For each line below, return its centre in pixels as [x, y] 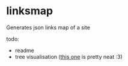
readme [24, 50]
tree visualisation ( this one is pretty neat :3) [69, 56]
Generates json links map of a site [48, 27]
